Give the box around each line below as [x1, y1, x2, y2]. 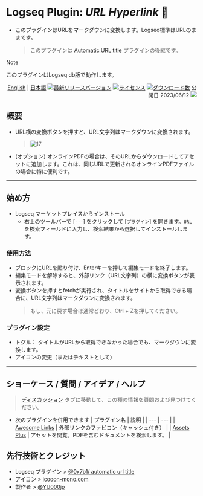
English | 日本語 [7, 84, 47, 91]
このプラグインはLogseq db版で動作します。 [6, 71, 117, 78]
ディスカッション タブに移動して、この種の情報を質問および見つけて [21, 396, 192, 403]
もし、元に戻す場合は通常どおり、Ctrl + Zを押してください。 [30, 307, 181, 314]
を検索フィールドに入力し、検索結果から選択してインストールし [24, 225, 183, 232]
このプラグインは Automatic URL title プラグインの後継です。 [30, 47, 181, 54]
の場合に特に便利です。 [14, 167, 74, 175]
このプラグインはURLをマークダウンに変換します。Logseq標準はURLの [14, 26, 192, 33]
